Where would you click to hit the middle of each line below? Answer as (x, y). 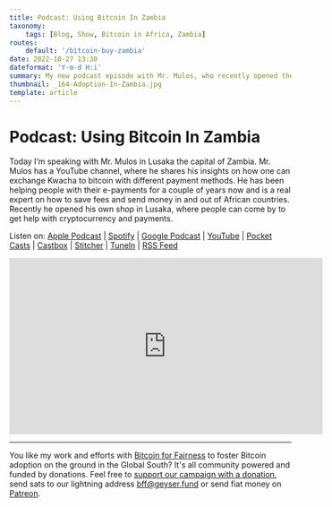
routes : (24, 43)
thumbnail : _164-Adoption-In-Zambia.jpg (86, 84)
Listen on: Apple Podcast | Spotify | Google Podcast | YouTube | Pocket (141, 236)
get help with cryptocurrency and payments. (91, 219)
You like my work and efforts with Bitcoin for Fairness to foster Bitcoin (138, 455)
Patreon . (25, 494)
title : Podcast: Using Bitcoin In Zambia (88, 17)
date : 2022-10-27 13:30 (54, 59)
